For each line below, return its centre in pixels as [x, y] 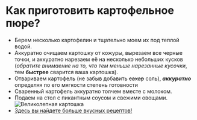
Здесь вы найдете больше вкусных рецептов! [73, 110]
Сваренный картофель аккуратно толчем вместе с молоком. [93, 91]
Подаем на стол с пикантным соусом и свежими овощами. [91, 98]
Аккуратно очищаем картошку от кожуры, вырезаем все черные [98, 52]
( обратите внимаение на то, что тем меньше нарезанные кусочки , [101, 65]
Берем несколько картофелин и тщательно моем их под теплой [97, 40]
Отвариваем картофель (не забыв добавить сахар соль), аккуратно [103, 78]
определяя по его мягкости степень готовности [76, 84]
